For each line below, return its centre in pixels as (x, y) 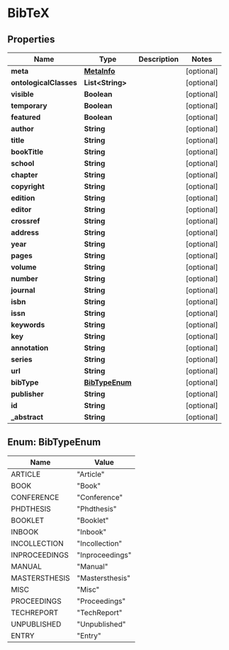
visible (22, 94)
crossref (26, 221)
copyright (28, 186)
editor (21, 209)
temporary (29, 106)
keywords (28, 325)
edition (23, 198)
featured (26, 117)
